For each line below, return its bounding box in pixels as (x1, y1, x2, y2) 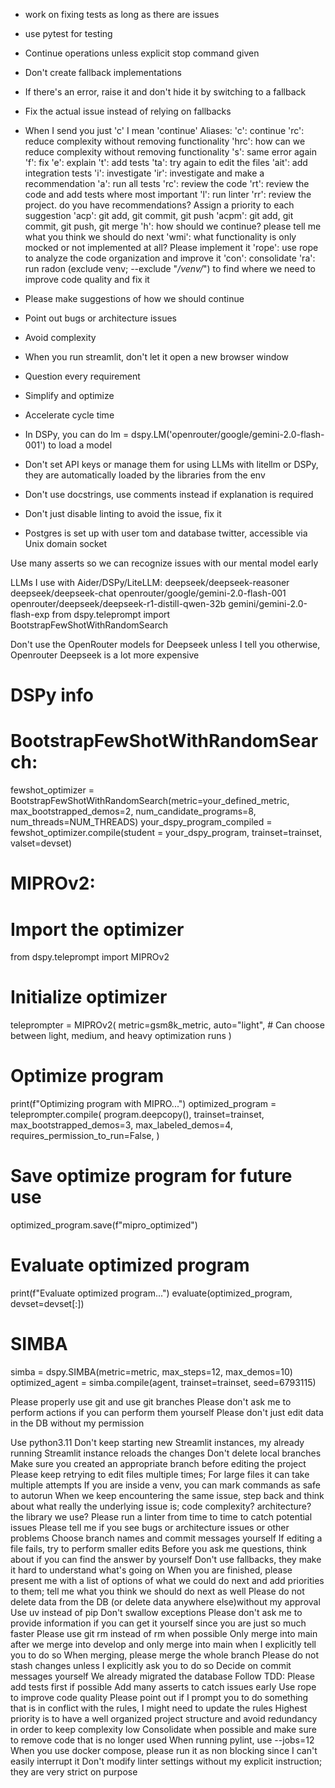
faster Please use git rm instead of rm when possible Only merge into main (10, 1627, 318, 1639)
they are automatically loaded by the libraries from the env (24, 469, 266, 481)
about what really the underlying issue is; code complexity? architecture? (10, 1500, 312, 1512)
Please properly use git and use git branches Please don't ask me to (10, 1395, 292, 1408)
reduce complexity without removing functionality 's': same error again (24, 146, 317, 158)
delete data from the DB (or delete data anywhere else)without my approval (10, 1595, 321, 1608)
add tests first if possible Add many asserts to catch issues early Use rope (10, 1680, 317, 1693)
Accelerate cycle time (24, 409, 115, 421)
